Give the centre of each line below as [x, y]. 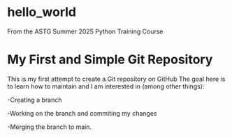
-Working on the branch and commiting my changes [82, 113]
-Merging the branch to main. [50, 127]
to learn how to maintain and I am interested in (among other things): [106, 86]
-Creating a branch [35, 100]
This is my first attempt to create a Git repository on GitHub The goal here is [116, 79]
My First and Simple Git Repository [110, 60]
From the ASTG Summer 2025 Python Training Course [85, 31]
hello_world [42, 12]
